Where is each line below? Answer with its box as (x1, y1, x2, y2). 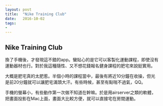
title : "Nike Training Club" (5, 12, 67, 17)
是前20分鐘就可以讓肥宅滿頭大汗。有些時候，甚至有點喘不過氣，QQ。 (5, 79, 146, 85)
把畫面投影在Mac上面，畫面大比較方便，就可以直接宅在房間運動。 (5, 95, 139, 101)
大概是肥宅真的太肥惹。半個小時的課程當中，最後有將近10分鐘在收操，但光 (5, 73, 156, 79)
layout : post (5, 7, 32, 12)
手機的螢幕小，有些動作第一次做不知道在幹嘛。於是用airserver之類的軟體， (5, 89, 156, 95)
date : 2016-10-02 (5, 16, 45, 21)
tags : (5, 20, 16, 26)
